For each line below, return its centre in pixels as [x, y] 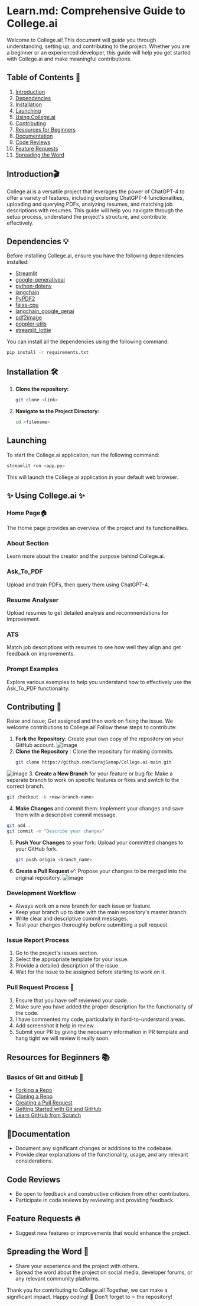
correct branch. [26, 786]
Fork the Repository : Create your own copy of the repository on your [99, 739]
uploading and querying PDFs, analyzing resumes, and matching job [90, 204]
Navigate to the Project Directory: [57, 411]
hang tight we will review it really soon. [62, 1038]
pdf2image [28, 318]
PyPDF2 [25, 299]
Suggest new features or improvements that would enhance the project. [103, 1233]
